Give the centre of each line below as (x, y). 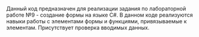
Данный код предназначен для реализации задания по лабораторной (96, 9)
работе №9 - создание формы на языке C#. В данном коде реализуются (100, 15)
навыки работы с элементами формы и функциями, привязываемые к (96, 21)
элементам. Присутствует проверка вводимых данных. (78, 27)
